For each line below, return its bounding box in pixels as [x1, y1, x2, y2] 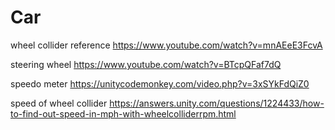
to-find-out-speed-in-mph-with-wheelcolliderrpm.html [10, 107, 237, 120]
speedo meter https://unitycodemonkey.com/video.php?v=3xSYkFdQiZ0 [10, 77, 310, 90]
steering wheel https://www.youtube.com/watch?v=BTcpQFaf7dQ [10, 58, 282, 70]
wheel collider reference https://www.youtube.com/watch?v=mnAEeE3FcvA [10, 39, 323, 51]
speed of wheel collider [10, 97, 108, 109]
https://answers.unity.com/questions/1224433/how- [109, 97, 325, 109]
